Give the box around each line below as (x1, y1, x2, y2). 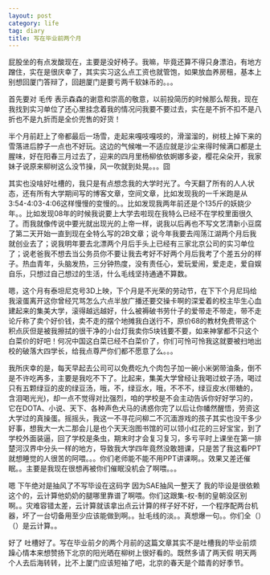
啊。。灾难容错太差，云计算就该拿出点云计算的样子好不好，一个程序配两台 (8, 501, 252, 511)
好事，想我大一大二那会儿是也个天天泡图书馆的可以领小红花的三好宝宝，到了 (8, 423, 262, 434)
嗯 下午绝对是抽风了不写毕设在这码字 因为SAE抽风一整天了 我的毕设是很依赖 (8, 481, 260, 491)
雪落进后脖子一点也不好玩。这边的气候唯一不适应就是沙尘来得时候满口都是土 (8, 141, 262, 151)
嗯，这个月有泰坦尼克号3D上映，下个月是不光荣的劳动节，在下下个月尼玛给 (8, 286, 257, 296)
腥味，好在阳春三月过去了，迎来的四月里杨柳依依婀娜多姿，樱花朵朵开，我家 (8, 152, 262, 161)
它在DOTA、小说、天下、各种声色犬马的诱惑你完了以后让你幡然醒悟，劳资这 (8, 403, 260, 414)
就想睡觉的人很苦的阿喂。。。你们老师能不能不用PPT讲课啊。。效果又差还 (8, 454, 243, 463)
